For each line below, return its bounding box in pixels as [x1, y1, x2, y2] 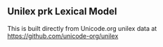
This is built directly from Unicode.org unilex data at [7, 24, 157, 32]
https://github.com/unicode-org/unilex [7, 32, 119, 40]
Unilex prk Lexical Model [7, 6, 117, 18]
